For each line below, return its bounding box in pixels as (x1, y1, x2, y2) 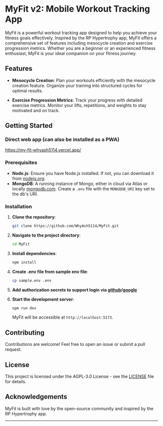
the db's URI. (12, 191, 38, 197)
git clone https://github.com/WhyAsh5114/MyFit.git (12, 223, 119, 229)
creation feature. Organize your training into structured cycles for (12, 83, 143, 88)
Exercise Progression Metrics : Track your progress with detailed (12, 97, 143, 103)
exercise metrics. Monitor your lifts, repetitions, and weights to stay (12, 102, 147, 108)
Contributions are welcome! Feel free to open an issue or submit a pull (5, 341, 146, 347)
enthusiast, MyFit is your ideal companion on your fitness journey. (5, 50, 137, 56)
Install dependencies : (12, 250, 57, 256)
